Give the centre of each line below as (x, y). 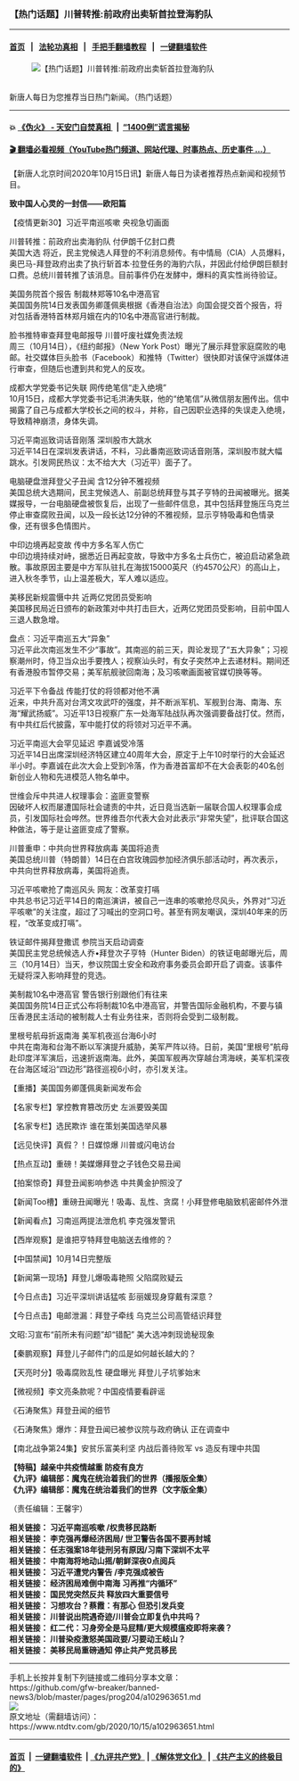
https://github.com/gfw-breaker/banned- (85, 1687)
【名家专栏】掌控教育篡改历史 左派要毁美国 (88, 1107)
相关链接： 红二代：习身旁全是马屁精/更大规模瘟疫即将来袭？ (121, 1628)
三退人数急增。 (36, 620)
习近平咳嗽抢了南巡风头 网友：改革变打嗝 (85, 890)
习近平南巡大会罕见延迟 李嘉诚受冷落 (77, 743)
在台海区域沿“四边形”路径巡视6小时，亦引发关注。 (101, 1069)
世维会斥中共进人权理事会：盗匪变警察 (79, 796)
